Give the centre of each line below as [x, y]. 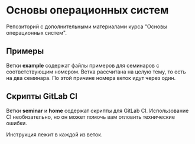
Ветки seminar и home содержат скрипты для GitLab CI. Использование [97, 110]
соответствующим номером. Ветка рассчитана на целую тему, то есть [96, 72]
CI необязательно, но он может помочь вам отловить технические [91, 117]
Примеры [25, 51]
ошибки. [17, 123]
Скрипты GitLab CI [42, 97]
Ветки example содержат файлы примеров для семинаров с [83, 65]
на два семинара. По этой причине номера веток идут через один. [91, 78]
